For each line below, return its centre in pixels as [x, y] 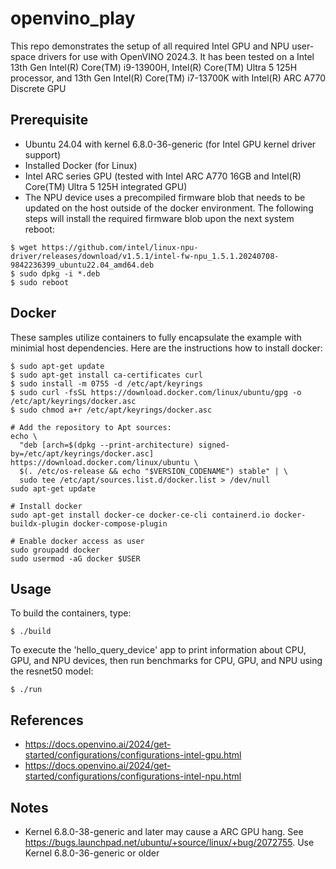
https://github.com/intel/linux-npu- [120, 247]
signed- [214, 445]
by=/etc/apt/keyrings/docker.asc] [82, 453]
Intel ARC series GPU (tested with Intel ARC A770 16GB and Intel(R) [163, 176]
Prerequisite [49, 120]
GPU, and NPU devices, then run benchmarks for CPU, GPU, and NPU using [166, 661]
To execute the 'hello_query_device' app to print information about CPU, [158, 650]
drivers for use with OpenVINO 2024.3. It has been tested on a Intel [176, 56]
